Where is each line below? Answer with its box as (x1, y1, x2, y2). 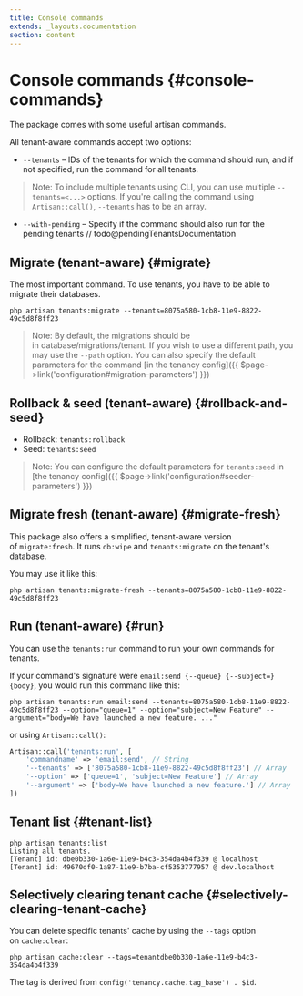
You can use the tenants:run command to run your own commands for (9, 642, 275, 653)
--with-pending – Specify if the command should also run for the (22, 219, 266, 230)
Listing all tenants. (9, 847, 92, 856)
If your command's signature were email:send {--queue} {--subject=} (9, 670, 275, 681)
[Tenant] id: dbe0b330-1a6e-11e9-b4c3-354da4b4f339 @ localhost (9, 854, 258, 864)
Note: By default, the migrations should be (31, 330, 191, 342)
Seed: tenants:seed (22, 443, 96, 454)
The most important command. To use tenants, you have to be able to (9, 279, 270, 290)
